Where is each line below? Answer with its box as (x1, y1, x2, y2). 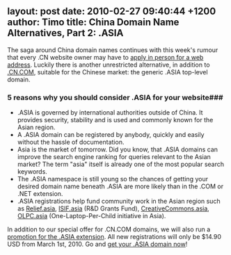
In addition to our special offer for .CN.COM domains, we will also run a (7, 225, 211, 233)
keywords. (17, 167, 47, 176)
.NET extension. (17, 190, 63, 198)
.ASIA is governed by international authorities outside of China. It (17, 108, 203, 117)
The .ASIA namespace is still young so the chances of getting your (17, 175, 209, 183)
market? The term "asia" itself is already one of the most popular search (17, 160, 225, 169)
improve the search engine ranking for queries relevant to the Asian (17, 153, 211, 161)
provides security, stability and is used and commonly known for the (17, 116, 214, 124)
